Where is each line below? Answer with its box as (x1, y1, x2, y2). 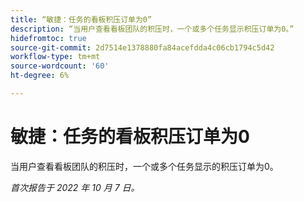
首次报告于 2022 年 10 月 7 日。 (10, 181, 140, 193)
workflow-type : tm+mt (10, 52, 101, 62)
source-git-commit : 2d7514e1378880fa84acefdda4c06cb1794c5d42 (10, 42, 275, 53)
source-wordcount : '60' (10, 61, 110, 71)
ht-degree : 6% (10, 71, 70, 81)
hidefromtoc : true (10, 33, 87, 43)
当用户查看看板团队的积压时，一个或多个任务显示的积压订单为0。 (10, 160, 279, 172)
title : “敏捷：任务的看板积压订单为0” (10, 14, 153, 25)
